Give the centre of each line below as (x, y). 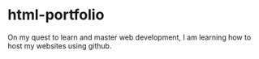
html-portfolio (56, 15)
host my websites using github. (60, 45)
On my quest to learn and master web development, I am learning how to (129, 37)
